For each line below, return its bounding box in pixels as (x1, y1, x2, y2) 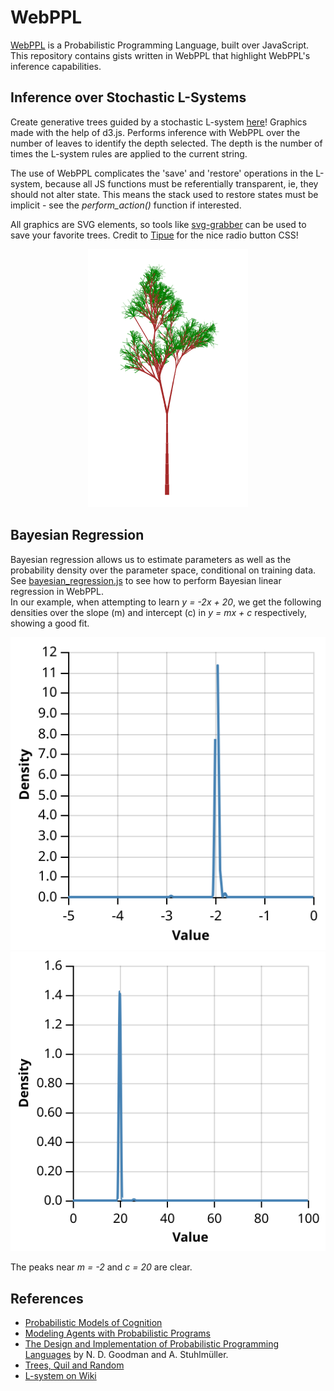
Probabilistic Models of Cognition (24, 1316, 163, 1328)
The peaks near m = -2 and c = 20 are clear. (10, 1261, 193, 1273)
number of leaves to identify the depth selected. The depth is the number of (10, 137, 323, 149)
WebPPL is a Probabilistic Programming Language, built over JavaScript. (10, 39, 310, 51)
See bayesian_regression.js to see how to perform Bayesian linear (10, 574, 282, 586)
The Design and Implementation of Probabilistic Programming (24, 1337, 279, 1350)
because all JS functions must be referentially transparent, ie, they (44, 177, 319, 190)
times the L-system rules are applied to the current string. (10, 147, 248, 160)
